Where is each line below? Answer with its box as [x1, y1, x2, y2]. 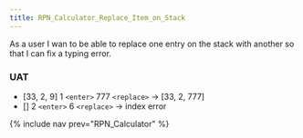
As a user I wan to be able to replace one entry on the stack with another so [9, 38, 295, 49]
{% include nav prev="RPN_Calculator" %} [9, 118, 170, 129]
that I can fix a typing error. [9, 47, 112, 59]
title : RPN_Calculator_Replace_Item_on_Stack [9, 13, 185, 23]
